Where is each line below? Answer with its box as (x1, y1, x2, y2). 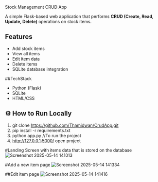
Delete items (12, 61, 37, 67)
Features (5, 33, 33, 41)
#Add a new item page (5, 162, 51, 167)
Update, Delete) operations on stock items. (5, 19, 92, 24)
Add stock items (12, 46, 45, 51)
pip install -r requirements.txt (12, 127, 70, 133)
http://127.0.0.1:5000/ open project (12, 138, 81, 144)
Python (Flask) (12, 85, 42, 91)
